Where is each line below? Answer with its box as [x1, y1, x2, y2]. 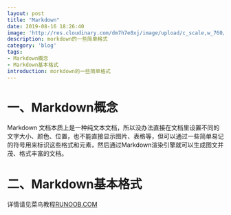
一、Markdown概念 [7, 99, 118, 115]
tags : [7, 49, 23, 56]
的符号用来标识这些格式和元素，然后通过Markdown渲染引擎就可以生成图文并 [7, 141, 224, 149]
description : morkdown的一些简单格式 [7, 36, 108, 43]
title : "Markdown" [7, 17, 60, 23]
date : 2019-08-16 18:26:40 [7, 23, 85, 30]
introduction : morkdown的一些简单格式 [7, 68, 111, 74]
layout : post [7, 10, 45, 17]
